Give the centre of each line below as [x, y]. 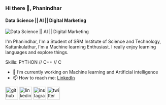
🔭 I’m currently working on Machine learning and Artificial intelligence [85, 72]
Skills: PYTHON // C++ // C [34, 62]
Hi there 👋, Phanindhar [34, 8]
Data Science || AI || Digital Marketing [46, 20]
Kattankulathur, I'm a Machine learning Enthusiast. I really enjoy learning [81, 47]
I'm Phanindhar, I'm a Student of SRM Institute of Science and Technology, [83, 42]
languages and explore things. [37, 52]
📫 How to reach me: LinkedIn [44, 78]
